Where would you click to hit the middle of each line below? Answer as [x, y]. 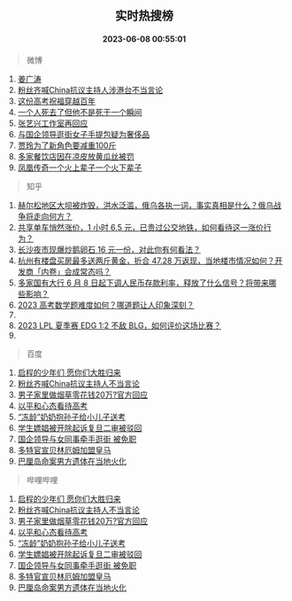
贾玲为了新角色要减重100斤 [67, 145]
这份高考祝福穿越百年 [56, 101]
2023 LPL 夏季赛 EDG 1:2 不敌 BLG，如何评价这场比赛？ [119, 325]
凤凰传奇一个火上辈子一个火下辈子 [80, 168]
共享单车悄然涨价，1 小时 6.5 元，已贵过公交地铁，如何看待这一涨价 [140, 227]
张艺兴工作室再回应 [53, 123]
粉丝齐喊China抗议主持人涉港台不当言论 [90, 90]
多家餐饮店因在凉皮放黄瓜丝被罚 [76, 156]
